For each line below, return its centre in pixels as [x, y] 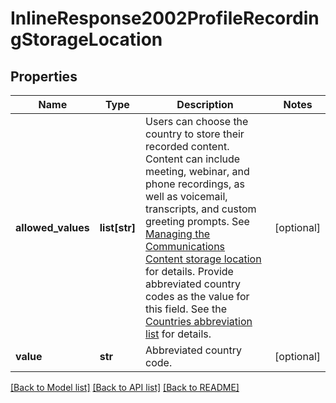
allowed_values [52, 227]
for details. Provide [189, 271]
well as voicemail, [186, 196]
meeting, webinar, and [197, 171]
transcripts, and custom [201, 209]
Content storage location [203, 259]
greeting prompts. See [197, 221]
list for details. [178, 334]
